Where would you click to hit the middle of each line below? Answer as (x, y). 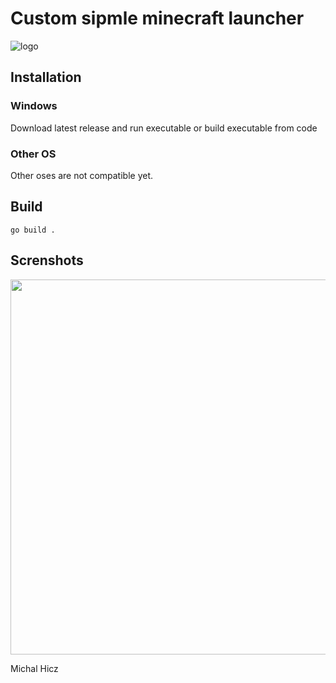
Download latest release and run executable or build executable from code (164, 128)
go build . (33, 230)
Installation (46, 77)
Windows (34, 106)
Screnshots (47, 260)
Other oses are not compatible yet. (82, 175)
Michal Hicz (34, 668)
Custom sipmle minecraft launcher (157, 18)
